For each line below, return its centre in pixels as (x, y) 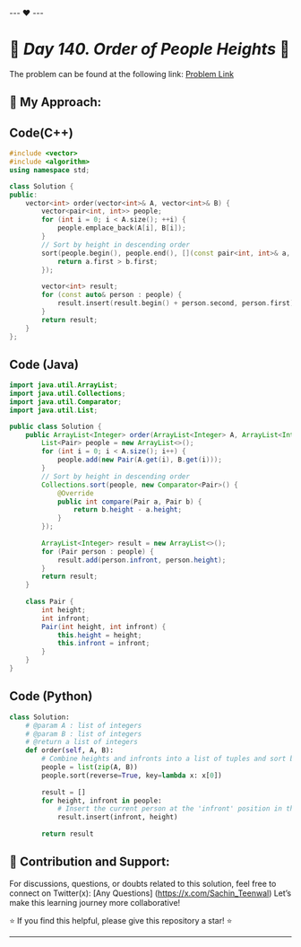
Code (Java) (44, 364)
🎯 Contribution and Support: (90, 862)
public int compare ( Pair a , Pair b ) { (129, 502)
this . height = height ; (99, 635)
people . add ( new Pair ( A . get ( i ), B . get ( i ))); (139, 460)
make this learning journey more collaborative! (95, 902)
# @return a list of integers (82, 742)
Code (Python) (51, 696)
